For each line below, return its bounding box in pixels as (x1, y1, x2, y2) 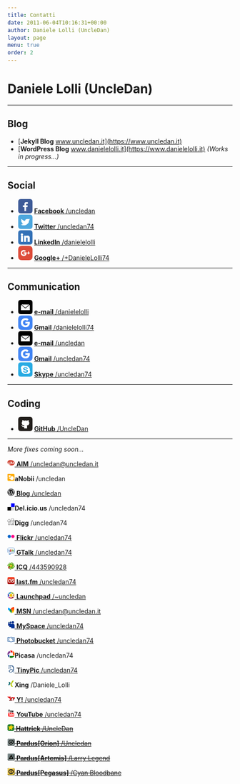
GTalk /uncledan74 (16, 548, 73, 557)
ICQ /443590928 (16, 563, 67, 571)
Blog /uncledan (16, 489, 62, 498)
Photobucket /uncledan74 (16, 636, 94, 645)
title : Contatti (7, 11, 56, 19)
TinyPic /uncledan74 (16, 666, 79, 675)
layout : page (7, 34, 46, 41)
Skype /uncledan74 (34, 370, 92, 378)
